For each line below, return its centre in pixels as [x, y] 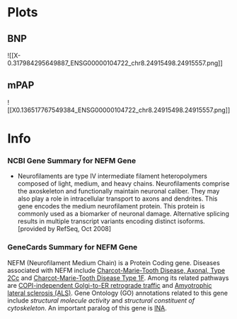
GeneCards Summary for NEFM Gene [73, 247]
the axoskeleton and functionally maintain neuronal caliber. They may [118, 191]
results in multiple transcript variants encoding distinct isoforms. [111, 221]
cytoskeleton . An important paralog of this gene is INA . [87, 308]
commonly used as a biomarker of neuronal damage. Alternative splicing [123, 214]
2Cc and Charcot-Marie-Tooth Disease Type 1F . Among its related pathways [118, 278]
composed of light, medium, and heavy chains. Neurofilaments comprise [123, 184]
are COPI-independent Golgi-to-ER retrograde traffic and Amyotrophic [110, 285]
